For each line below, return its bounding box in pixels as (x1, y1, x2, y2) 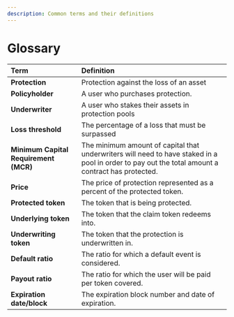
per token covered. (81, 278, 143, 288)
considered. (81, 258, 120, 267)
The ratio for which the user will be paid (81, 270, 211, 279)
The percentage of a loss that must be (81, 120, 206, 130)
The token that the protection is (81, 229, 184, 239)
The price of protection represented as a (81, 177, 214, 187)
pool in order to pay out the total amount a (81, 158, 219, 168)
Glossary (7, 40, 61, 56)
